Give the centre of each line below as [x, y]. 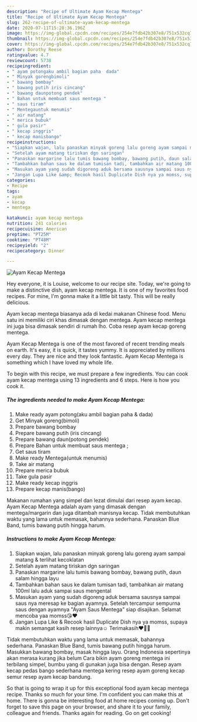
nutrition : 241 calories [37, 224]
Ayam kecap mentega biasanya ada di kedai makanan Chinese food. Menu [96, 314]
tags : [13, 191]
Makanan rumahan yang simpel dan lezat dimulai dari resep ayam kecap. [94, 501]
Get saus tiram [33, 452]
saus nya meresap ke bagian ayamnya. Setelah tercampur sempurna [98, 603]
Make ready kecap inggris [46, 483]
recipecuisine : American [37, 229]
